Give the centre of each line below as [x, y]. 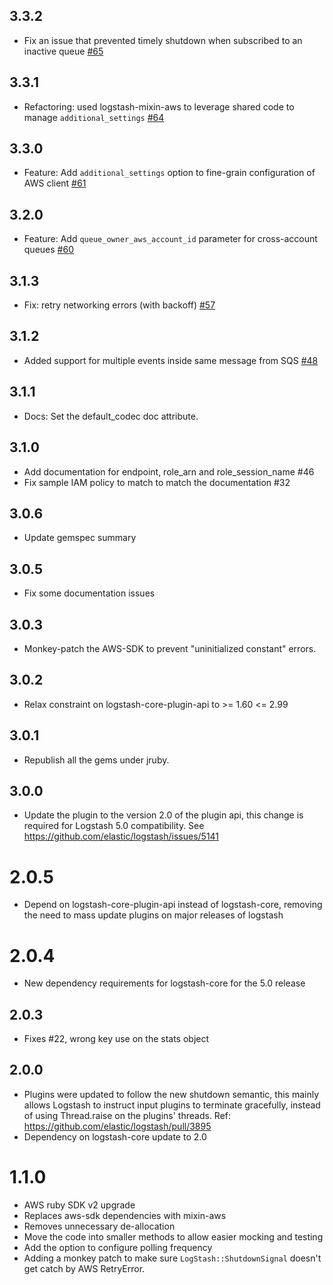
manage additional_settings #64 [94, 117]
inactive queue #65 [63, 51]
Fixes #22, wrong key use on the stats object [116, 1039]
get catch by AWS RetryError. [84, 1268]
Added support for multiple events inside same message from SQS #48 [171, 360]
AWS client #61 [55, 183]
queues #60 [48, 250]
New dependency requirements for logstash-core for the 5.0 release [164, 983]
